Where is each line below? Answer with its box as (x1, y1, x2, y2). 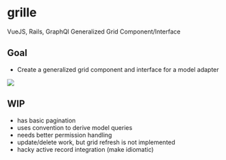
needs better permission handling (16, 131, 112, 139)
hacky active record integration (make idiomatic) (16, 145, 154, 153)
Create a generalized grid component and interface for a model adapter (16, 65, 219, 73)
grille (7, 5, 37, 21)
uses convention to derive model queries (16, 123, 133, 131)
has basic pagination (16, 116, 76, 124)
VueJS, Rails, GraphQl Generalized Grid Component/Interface (7, 27, 181, 36)
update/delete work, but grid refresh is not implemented (16, 138, 176, 146)
